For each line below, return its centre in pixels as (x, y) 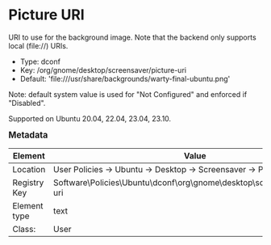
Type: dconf (40, 61)
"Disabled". (27, 103)
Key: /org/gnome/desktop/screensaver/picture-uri (103, 70)
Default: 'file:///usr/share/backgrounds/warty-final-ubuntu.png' (125, 78)
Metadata (28, 135)
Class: (24, 229)
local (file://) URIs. (38, 45)
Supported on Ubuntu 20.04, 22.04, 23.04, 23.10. (90, 118)
